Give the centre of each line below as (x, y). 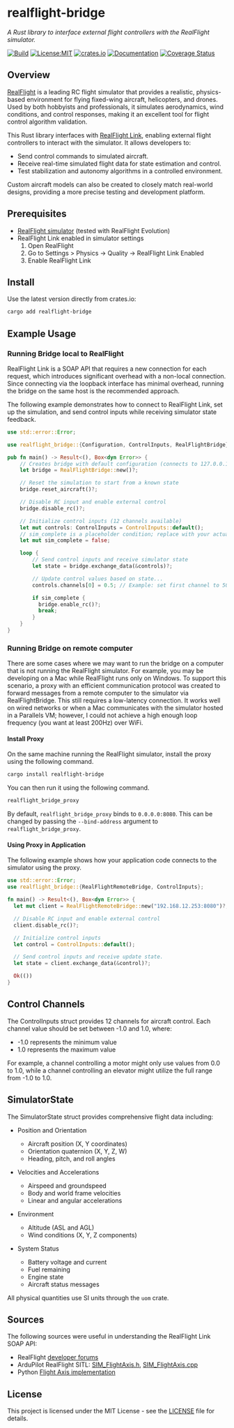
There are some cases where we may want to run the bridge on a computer (116, 663)
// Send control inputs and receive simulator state (110, 560)
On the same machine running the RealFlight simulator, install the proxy (109, 754)
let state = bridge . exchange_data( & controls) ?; (102, 566)
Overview (29, 75)
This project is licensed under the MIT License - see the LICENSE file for (111, 1411)
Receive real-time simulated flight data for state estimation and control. (119, 163)
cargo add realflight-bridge (49, 312)
